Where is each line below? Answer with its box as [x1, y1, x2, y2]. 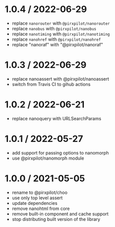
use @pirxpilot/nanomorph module [12, 155, 84, 161]
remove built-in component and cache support [12, 210, 109, 217]
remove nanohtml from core [12, 205, 70, 211]
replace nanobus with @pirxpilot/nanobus [12, 25, 96, 31]
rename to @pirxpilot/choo [12, 189, 68, 195]
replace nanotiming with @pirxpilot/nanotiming [12, 31, 110, 37]
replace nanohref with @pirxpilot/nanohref [12, 36, 101, 42]
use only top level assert [12, 195, 63, 201]
